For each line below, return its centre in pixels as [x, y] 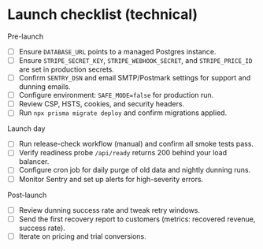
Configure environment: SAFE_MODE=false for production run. [116, 95]
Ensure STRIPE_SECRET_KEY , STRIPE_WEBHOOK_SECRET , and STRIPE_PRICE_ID [135, 60]
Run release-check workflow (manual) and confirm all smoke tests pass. [136, 144]
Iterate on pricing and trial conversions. [82, 236]
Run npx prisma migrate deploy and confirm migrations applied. [123, 113]
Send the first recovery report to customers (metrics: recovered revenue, [137, 219]
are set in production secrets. [67, 69]
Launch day [26, 128]
